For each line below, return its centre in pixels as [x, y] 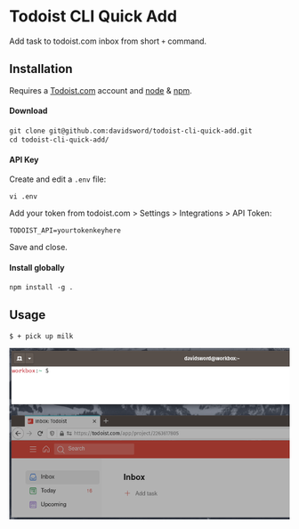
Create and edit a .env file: [58, 179]
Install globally [37, 267]
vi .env [24, 197]
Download [28, 111]
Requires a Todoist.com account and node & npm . [101, 90]
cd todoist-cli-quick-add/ [59, 140]
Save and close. [39, 248]
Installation [41, 69]
